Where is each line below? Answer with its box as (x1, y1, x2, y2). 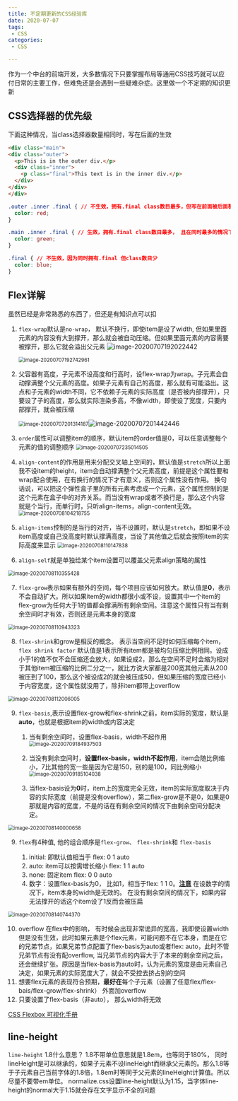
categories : (8, 37, 43, 44)
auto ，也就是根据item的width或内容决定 (18, 717, 135, 726)
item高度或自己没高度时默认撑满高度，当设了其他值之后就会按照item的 (18, 532, 223, 540)
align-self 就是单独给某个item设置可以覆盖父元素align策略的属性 (18, 556, 207, 564)
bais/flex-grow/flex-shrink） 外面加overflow (18, 986, 147, 994)
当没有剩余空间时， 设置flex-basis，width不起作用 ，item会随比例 (28, 754, 219, 762)
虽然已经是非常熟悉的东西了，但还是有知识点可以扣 (8, 309, 157, 318)
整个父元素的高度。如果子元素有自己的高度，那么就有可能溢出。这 (37, 378, 229, 387)
